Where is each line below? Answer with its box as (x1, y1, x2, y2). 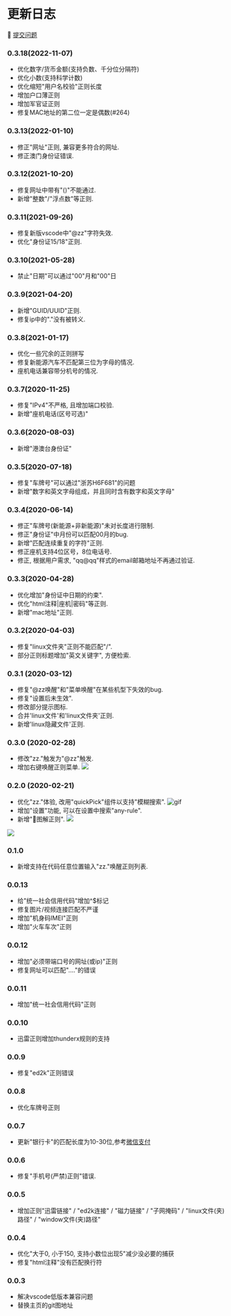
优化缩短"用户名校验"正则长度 (17, 83, 102, 91)
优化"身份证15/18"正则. (17, 237, 82, 246)
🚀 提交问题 (7, 31, 38, 39)
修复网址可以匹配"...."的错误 (17, 966, 96, 974)
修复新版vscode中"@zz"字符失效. (17, 229, 113, 237)
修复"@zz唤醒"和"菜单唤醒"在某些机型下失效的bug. (17, 685, 164, 694)
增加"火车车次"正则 (17, 923, 72, 931)
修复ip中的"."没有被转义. (17, 315, 86, 323)
